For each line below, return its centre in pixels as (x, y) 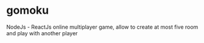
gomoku (28, 10)
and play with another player (42, 33)
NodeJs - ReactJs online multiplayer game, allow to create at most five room (102, 27)
